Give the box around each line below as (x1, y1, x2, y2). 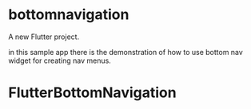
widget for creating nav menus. (8, 56, 112, 65)
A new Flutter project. (8, 32, 80, 41)
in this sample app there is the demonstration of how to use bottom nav (8, 47, 244, 56)
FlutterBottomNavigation (8, 84, 177, 102)
